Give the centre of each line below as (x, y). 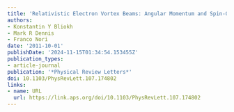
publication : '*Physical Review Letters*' (70, 72)
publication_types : (36, 59)
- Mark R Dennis (31, 33)
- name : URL (24, 91)
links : (17, 85)
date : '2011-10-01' (36, 46)
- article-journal (34, 65)
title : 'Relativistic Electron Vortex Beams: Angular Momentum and (107, 14)
